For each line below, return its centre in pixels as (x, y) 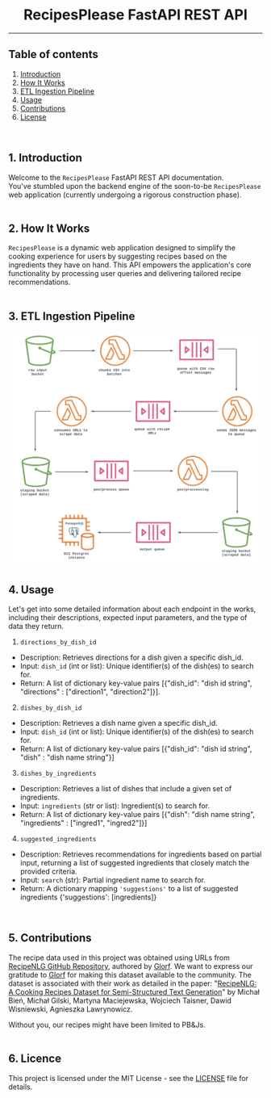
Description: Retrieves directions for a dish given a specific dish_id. (131, 658)
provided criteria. (49, 872)
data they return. (36, 627)
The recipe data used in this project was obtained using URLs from (119, 958)
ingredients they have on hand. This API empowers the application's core (130, 265)
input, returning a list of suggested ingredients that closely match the (135, 863)
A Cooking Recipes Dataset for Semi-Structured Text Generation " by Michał (134, 991)
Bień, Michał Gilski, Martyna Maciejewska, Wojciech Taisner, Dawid (120, 1000)
